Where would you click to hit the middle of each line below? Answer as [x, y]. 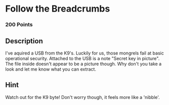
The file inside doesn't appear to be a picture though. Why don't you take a [83, 64]
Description [24, 41]
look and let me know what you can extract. [51, 69]
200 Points [19, 25]
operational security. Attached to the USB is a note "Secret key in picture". [82, 58]
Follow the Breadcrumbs [58, 9]
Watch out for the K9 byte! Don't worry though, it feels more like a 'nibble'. [83, 97]
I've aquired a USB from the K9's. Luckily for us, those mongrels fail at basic [85, 53]
